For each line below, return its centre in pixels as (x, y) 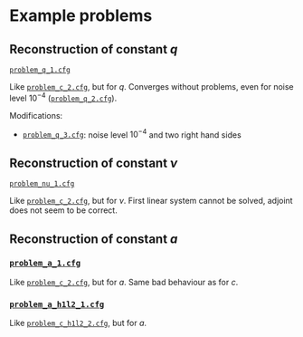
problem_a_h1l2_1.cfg (57, 304)
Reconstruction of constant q (94, 49)
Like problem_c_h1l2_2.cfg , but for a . (78, 323)
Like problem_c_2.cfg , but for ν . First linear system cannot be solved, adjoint (151, 201)
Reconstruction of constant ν (94, 163)
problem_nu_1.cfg (42, 184)
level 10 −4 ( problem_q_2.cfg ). (63, 97)
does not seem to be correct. (63, 210)
